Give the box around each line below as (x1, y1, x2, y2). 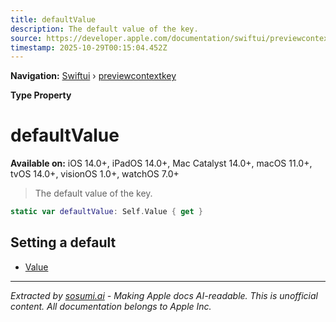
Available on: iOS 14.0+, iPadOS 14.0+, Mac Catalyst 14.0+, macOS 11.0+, (10, 157, 313, 170)
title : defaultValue (10, 14, 97, 25)
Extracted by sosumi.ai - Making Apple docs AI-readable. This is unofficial (10, 289, 318, 301)
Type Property (10, 89, 72, 101)
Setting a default (10, 234, 117, 251)
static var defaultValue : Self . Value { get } (10, 207, 203, 217)
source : (10, 33, 43, 43)
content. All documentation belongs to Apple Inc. (10, 300, 212, 312)
